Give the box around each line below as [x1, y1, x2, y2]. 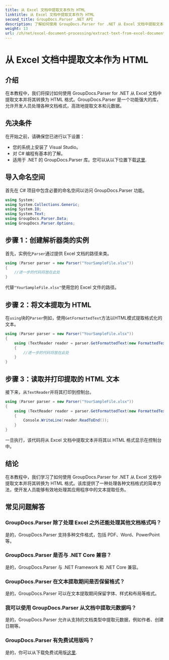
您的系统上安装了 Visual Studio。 [12, 144, 81, 150]
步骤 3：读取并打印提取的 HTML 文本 [5, 375, 120, 383]
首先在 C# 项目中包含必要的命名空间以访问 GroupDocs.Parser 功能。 [5, 187, 147, 193]
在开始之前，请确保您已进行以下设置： [5, 133, 84, 139]
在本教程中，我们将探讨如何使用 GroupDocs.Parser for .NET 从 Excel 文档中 [5, 90, 162, 96]
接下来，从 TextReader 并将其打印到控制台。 [5, 389, 94, 395]
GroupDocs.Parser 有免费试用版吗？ [5, 637, 95, 644]
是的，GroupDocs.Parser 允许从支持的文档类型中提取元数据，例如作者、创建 [5, 617, 164, 623]
